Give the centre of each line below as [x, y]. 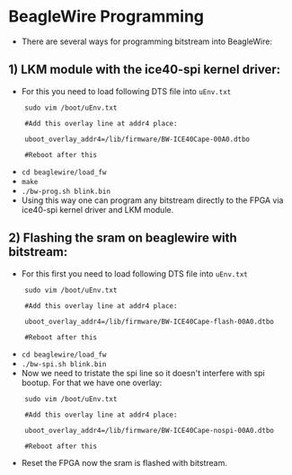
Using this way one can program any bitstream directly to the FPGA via [152, 200]
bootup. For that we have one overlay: [92, 383]
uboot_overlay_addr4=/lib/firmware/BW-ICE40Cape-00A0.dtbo [137, 139]
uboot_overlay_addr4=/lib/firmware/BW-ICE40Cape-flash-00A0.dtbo [150, 321]
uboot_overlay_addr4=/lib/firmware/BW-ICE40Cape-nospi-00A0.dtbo [150, 430]
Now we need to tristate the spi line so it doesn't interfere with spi [143, 373]
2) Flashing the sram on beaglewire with [123, 238]
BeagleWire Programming [106, 17]
